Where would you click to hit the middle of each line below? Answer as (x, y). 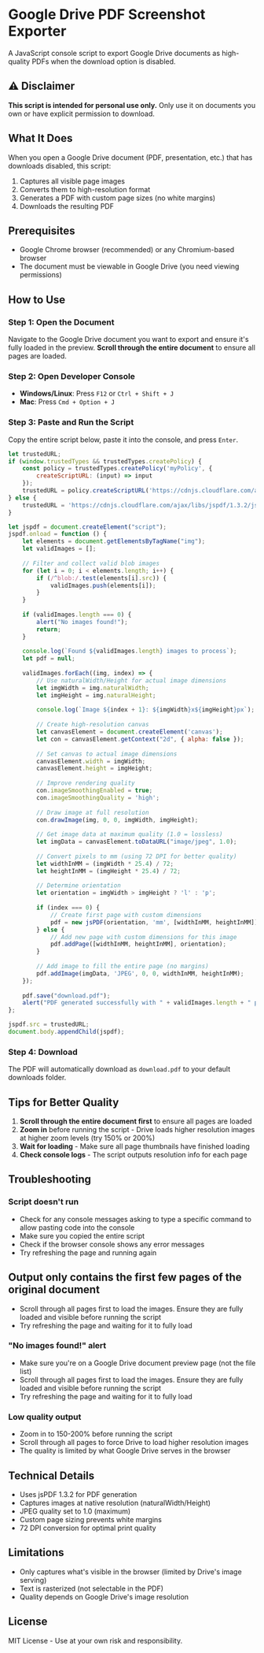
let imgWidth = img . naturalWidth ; (93, 688)
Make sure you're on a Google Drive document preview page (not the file (137, 1363)
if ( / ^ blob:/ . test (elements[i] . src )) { (102, 578)
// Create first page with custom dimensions (126, 915)
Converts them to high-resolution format (85, 189)
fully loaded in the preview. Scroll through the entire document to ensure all (132, 347)
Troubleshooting (50, 1179)
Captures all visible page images (72, 181)
